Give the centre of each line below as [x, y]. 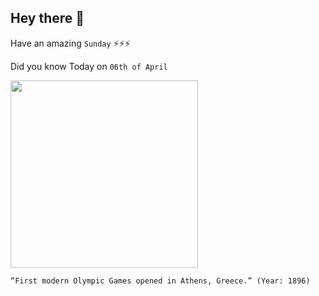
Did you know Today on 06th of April [89, 66]
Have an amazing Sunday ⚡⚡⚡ [70, 43]
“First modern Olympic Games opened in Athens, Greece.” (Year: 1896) [160, 281]
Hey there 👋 [47, 18]
